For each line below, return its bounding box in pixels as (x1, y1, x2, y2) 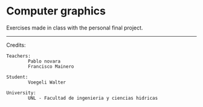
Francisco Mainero (28, 63, 74, 70)
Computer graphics (6, 4, 106, 18)
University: (6, 90, 36, 96)
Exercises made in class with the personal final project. (6, 24, 143, 31)
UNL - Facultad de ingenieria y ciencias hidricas (28, 95, 158, 101)
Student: (6, 74, 28, 80)
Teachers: (6, 53, 31, 59)
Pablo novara (28, 58, 61, 64)
